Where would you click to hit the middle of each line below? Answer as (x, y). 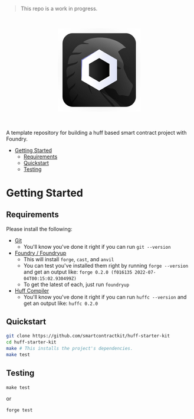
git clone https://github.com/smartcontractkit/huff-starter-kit (88, 336)
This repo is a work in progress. (59, 9)
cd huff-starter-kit (32, 342)
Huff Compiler (32, 290)
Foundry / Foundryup (40, 253)
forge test (19, 410)
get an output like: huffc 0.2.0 (61, 303)
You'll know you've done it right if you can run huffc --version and (105, 297)
